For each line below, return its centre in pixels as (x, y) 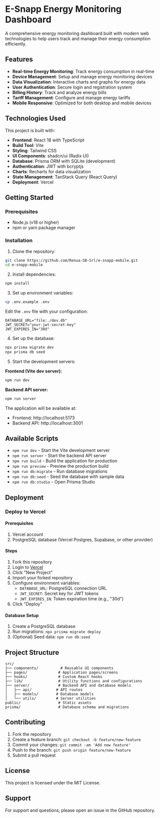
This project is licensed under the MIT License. (53, 782)
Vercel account (28, 534)
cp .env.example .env (27, 302)
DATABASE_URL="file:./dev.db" (36, 321)
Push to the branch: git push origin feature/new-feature (72, 750)
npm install (17, 284)
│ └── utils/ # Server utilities (51, 699)
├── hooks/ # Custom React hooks (54, 677)
